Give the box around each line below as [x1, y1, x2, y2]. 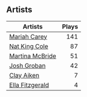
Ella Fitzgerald [9, 80, 49, 89]
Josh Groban [9, 61, 46, 70]
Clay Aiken [9, 71, 40, 79]
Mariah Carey [9, 32, 47, 40]
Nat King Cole [9, 42, 49, 50]
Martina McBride [9, 52, 56, 60]
